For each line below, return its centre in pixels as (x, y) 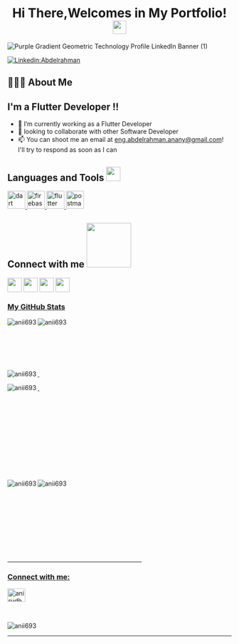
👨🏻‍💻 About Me (40, 82)
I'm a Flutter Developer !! (63, 107)
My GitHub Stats (36, 307)
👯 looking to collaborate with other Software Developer (98, 132)
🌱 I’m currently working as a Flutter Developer (85, 124)
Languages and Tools (56, 177)
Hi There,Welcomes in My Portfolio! (119, 13)
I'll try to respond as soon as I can (67, 150)
